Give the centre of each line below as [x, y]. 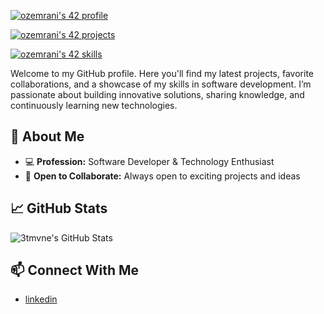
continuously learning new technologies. [94, 105]
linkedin [41, 299]
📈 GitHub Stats [59, 208]
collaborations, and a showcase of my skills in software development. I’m [161, 84]
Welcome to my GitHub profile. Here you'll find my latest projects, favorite [162, 73]
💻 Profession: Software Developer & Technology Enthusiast [149, 161]
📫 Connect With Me [75, 270]
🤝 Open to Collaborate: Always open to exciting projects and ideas [162, 176]
